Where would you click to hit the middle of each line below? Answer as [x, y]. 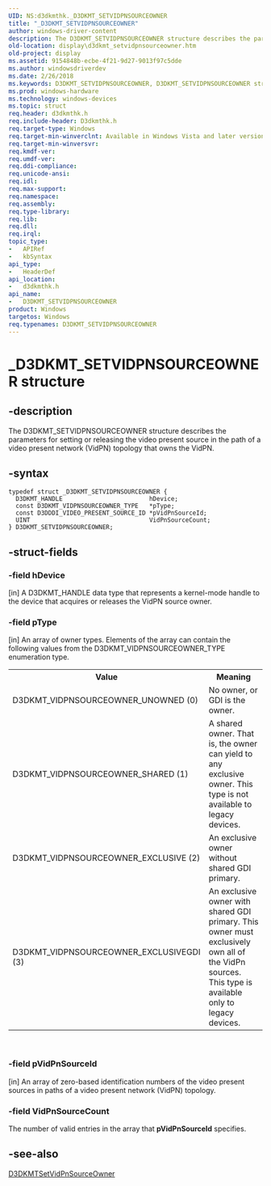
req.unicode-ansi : [39, 174]
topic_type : [28, 242]
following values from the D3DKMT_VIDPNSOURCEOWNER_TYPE [117, 649]
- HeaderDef [32, 272]
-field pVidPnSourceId [53, 1064]
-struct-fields [43, 552]
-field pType [33, 622]
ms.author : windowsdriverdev [57, 69]
